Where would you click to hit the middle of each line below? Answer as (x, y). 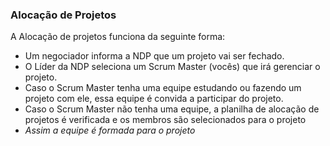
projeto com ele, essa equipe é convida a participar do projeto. (154, 99)
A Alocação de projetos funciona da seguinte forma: (118, 37)
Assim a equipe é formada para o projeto (110, 130)
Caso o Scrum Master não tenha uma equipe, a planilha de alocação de (172, 109)
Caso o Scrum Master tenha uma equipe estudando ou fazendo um (163, 88)
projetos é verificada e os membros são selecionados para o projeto (165, 120)
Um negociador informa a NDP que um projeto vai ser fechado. (154, 56)
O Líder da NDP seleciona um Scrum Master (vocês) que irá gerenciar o (172, 67)
